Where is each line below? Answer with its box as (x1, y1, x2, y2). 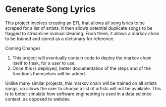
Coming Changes (5, 45, 41, 51)
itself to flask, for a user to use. (12, 60, 76, 66)
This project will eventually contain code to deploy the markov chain (12, 54, 152, 60)
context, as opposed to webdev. (5, 96, 71, 102)
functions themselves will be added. (12, 70, 86, 76)
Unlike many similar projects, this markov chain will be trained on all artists (5, 80, 157, 86)
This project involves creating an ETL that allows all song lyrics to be (5, 20, 145, 26)
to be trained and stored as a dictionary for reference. (5, 36, 115, 42)
